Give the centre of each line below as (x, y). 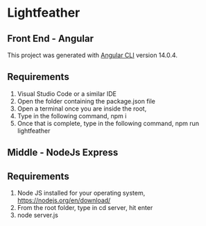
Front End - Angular (50, 39)
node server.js (38, 215)
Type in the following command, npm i (72, 115)
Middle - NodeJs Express (63, 153)
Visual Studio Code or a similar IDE (67, 94)
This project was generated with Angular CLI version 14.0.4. (93, 55)
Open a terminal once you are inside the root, (82, 108)
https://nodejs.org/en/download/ (64, 200)
